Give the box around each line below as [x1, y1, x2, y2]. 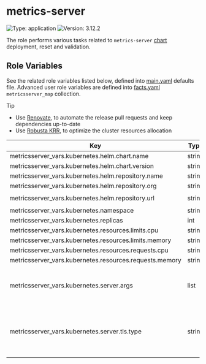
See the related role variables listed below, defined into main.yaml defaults [6, 77, 194, 84]
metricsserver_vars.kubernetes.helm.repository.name [9, 172, 164, 180]
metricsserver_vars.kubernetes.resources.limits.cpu [9, 226, 158, 234]
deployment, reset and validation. [6, 43, 91, 50]
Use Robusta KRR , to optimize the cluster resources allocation [15, 127, 172, 134]
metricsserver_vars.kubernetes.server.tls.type [9, 327, 142, 335]
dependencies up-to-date [15, 120, 81, 127]
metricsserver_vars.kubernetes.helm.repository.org [9, 181, 157, 190]
